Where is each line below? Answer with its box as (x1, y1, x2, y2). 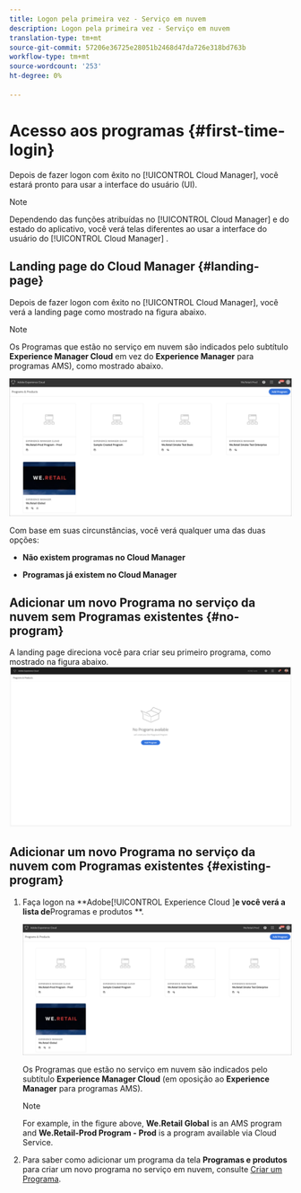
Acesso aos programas (9, 120, 185, 141)
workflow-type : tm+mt (9, 52, 90, 62)
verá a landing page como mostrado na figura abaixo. (9, 306, 207, 317)
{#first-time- (187, 120, 286, 141)
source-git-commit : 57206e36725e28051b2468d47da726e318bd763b (9, 43, 246, 52)
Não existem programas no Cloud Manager (21, 552, 186, 562)
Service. (21, 1137, 54, 1148)
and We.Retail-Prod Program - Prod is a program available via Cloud (21, 1127, 277, 1138)
